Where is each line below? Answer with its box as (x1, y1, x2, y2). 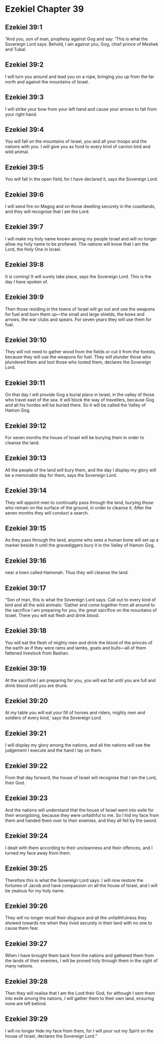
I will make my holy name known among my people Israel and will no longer (5, 235, 157, 241)
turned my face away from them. (5, 850, 71, 856)
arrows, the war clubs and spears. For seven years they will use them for (5, 316, 152, 322)
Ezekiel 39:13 (5, 454, 47, 462)
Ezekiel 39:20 (5, 697, 48, 705)
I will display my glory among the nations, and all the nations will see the (5, 742, 151, 748)
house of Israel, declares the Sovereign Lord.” (5, 1033, 97, 1039)
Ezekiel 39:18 (5, 626, 47, 635)
